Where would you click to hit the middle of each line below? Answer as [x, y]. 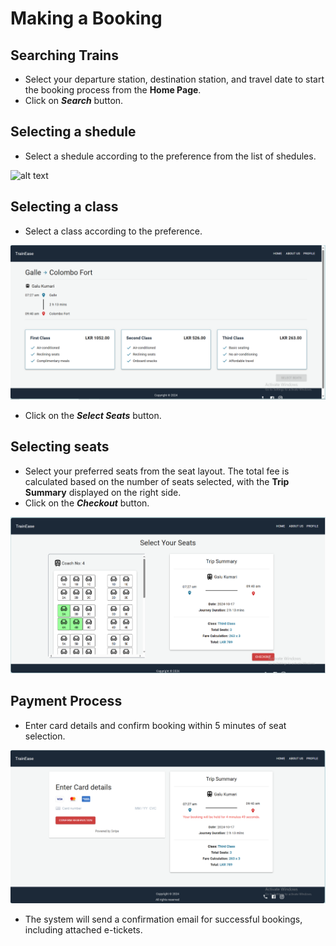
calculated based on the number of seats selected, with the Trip [157, 481]
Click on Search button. [74, 100]
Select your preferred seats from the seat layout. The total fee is [157, 471]
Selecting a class [64, 207]
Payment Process [66, 701]
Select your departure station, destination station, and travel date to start [174, 79]
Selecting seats [60, 447]
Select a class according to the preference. [113, 231]
